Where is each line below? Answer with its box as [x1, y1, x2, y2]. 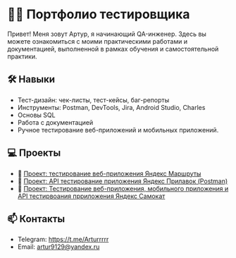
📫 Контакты [7, 213, 66, 225]
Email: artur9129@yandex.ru [17, 242, 100, 251]
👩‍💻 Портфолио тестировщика [7, 6, 190, 23]
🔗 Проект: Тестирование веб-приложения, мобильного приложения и [17, 184, 229, 192]
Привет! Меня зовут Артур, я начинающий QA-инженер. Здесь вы [7, 30, 206, 38]
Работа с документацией [17, 118, 94, 126]
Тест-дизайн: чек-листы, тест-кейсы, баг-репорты [17, 95, 170, 104]
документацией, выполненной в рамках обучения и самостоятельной [7, 44, 219, 53]
